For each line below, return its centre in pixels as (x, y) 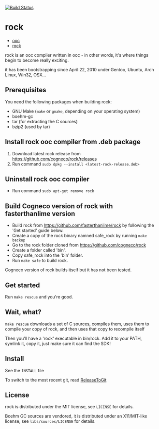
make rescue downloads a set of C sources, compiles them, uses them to (77, 324)
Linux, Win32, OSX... (26, 75)
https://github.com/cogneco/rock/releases (54, 159)
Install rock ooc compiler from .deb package (73, 142)
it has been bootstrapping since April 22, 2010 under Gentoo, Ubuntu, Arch (80, 69)
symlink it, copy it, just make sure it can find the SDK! (58, 343)
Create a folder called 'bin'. (39, 250)
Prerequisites (26, 90)
